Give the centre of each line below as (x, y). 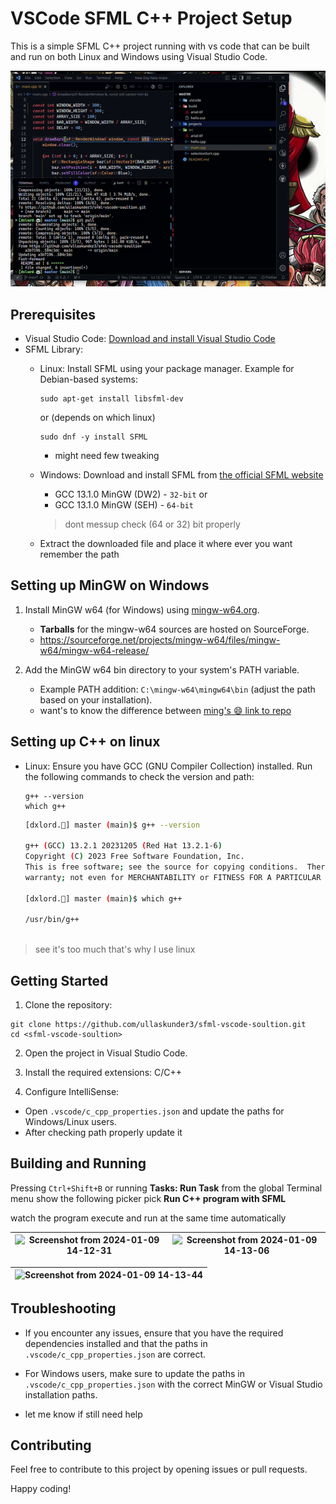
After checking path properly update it (103, 1133)
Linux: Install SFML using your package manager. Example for (167, 368)
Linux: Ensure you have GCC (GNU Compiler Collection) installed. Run (168, 766)
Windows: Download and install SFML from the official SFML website (181, 474)
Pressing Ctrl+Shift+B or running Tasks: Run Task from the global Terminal (166, 1188)
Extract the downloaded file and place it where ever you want (166, 543)
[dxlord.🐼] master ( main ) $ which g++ (103, 898)
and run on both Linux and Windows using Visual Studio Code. (139, 56)
